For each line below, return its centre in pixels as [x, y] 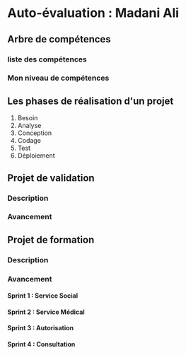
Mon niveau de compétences [58, 78]
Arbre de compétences [59, 39]
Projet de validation [51, 178]
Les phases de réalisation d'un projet [91, 101]
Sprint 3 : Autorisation [41, 328]
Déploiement [36, 156]
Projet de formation [51, 239]
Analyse [29, 126]
